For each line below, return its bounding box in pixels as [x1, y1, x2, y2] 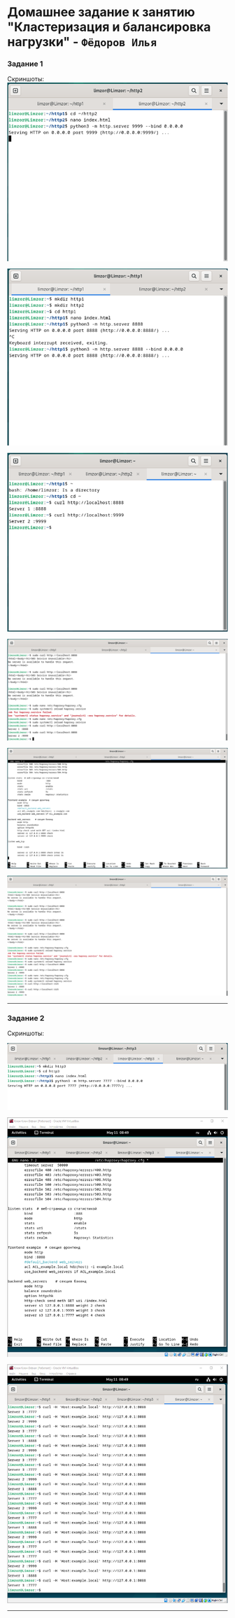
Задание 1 [7, 59, 43, 69]
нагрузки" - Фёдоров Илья [7, 34, 157, 50]
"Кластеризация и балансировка [7, 19, 211, 35]
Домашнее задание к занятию [7, 4, 196, 20]
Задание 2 [7, 1013, 45, 1023]
